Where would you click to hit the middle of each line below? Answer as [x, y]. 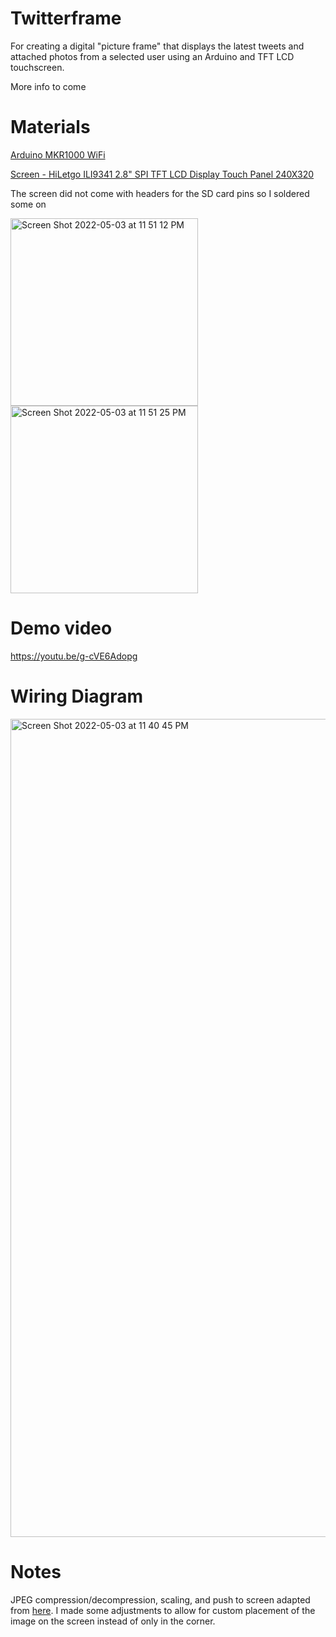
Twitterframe [66, 18]
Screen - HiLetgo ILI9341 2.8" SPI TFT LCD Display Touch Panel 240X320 [162, 174]
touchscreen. [37, 67]
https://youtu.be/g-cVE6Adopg [74, 656]
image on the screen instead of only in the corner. [113, 1621]
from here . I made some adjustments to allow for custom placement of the [163, 1610]
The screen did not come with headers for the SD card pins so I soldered [160, 193]
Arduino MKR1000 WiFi [58, 154]
